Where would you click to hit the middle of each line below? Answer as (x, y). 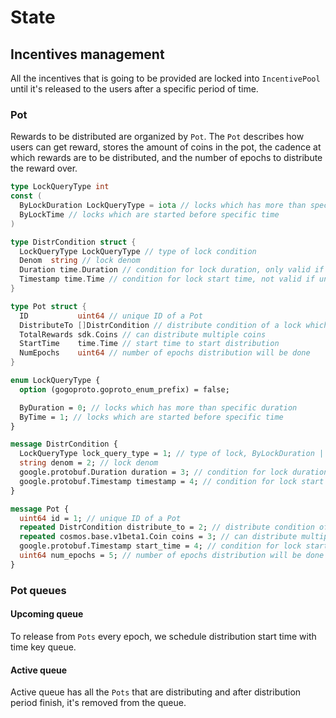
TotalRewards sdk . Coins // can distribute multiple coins (143, 334)
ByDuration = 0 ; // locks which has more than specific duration (158, 407)
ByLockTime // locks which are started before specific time (149, 214)
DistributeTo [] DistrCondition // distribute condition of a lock (160, 325)
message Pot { (40, 509)
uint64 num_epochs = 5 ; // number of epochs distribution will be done (172, 556)
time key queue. (43, 647)
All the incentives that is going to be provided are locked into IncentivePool (165, 78)
